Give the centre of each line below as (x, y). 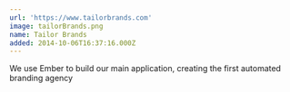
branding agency (41, 78)
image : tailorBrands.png (56, 26)
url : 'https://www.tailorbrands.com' (81, 18)
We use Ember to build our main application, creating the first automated (145, 69)
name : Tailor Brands (49, 34)
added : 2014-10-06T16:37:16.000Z (73, 43)
